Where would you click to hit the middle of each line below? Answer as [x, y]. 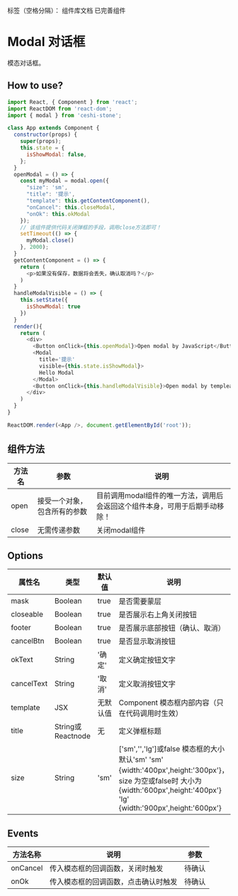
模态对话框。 [26, 63]
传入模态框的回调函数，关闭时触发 [106, 868]
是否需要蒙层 [140, 602]
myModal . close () [50, 240]
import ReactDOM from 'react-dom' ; [60, 109]
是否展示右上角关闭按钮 [158, 615]
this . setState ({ [44, 300]
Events [23, 833]
